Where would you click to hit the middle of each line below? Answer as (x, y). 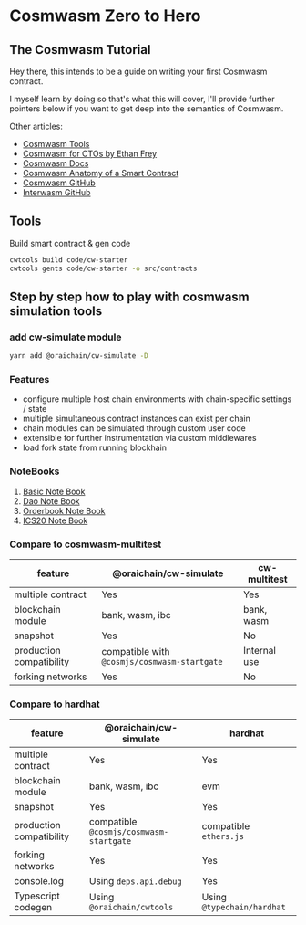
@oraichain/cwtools (132, 908)
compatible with (136, 652)
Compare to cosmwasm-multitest (86, 544)
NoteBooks (35, 471)
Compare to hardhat (55, 704)
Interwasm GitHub (56, 192)
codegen (33, 908)
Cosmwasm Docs (56, 163)
